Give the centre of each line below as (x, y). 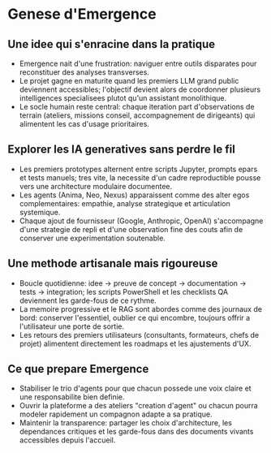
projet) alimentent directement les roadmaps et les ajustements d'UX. (135, 343)
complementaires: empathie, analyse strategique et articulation (125, 203)
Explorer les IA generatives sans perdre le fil (122, 150)
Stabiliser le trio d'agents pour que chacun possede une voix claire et (135, 388)
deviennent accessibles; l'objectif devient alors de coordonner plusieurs (140, 89)
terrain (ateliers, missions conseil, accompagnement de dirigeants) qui (137, 115)
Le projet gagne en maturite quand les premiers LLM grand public (129, 81)
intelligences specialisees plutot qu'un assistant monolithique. (123, 98)
